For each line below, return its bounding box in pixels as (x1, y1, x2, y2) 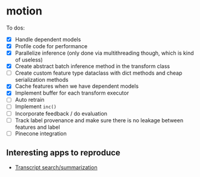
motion (6, 4, 43, 18)
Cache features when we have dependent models (14, 82, 139, 90)
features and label (14, 123, 60, 131)
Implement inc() (14, 103, 57, 110)
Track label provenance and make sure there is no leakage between (14, 116, 184, 124)
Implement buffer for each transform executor (14, 89, 130, 97)
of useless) (14, 56, 43, 64)
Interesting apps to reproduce (6, 147, 120, 158)
